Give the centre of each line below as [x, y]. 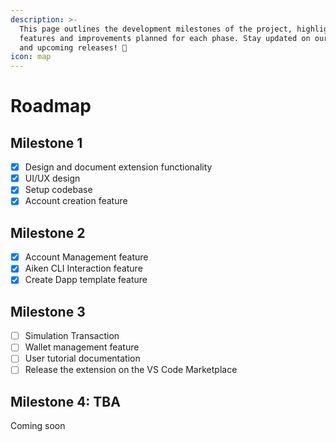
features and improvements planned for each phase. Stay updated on [165, 38]
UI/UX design [52, 178]
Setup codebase [58, 190]
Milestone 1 [46, 142]
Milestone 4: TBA [65, 401]
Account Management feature [86, 257]
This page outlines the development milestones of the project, [156, 29]
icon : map [31, 57]
